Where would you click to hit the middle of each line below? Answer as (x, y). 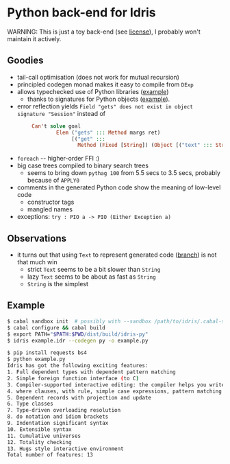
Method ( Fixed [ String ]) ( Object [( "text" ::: (145, 146)
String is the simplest (58, 284)
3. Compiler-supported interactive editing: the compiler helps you (107, 385)
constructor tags (51, 202)
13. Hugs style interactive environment (66, 449)
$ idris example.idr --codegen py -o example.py (78, 340)
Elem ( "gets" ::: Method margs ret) (108, 132)
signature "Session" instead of (61, 113)
